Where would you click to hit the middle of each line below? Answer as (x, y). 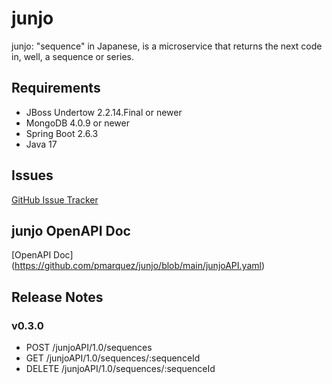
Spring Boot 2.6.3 (62, 133)
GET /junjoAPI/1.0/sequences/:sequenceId (113, 358)
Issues (32, 175)
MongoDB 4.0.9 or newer (77, 123)
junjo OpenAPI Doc (71, 230)
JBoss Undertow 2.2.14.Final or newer (104, 112)
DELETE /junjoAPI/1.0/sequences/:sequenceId (120, 369)
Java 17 (41, 144)
